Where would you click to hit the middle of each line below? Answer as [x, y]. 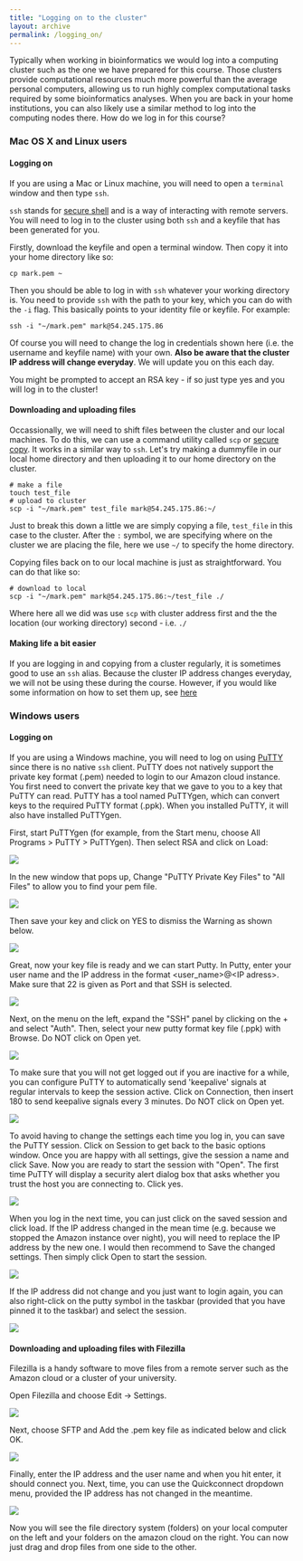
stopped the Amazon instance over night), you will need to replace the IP [145, 1238]
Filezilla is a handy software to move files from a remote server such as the [149, 1368]
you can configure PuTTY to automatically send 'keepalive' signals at [138, 1082]
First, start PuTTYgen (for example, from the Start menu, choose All [135, 833]
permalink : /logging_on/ [56, 34]
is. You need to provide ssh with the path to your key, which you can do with [151, 300]
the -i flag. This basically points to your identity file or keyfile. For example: [150, 309]
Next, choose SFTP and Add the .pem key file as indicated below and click [148, 1430]
